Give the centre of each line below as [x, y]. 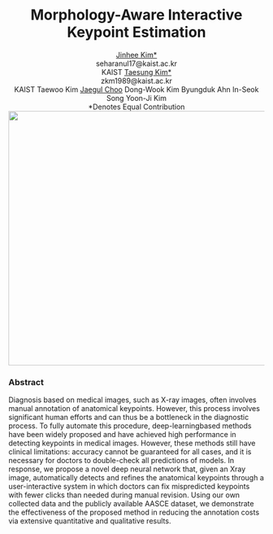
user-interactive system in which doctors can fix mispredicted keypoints [129, 487]
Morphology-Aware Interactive [136, 15]
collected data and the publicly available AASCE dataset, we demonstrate [131, 504]
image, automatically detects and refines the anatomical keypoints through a [136, 478]
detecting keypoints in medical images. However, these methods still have [132, 443]
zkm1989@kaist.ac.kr [136, 81]
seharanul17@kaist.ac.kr [136, 63]
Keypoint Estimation [136, 32]
